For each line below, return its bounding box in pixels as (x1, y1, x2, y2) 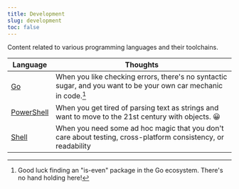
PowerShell (11, 107, 49, 117)
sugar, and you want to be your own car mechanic (55, 81, 223, 91)
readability (55, 141, 91, 151)
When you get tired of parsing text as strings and (55, 102, 219, 112)
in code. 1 (55, 90, 87, 101)
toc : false (7, 23, 40, 31)
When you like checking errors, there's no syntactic (55, 72, 228, 82)
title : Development (7, 10, 65, 18)
